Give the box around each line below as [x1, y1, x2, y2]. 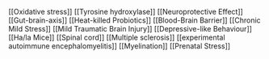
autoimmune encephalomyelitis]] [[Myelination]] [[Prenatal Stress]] [8, 41, 231, 51]
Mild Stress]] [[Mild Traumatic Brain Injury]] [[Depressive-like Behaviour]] [8, 24, 253, 33]
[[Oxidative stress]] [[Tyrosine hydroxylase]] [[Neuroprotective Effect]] [8, 7, 244, 16]
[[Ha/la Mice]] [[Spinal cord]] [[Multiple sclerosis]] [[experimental [8, 32, 225, 42]
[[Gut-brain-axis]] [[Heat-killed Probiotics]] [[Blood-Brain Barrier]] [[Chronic [8, 15, 261, 25]
